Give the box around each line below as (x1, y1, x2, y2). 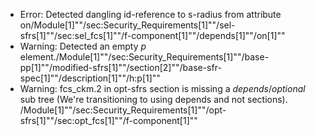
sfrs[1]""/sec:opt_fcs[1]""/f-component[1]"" (19, 115, 198, 126)
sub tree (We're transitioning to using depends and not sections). (19, 94, 288, 105)
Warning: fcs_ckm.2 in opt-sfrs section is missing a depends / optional (19, 83, 306, 94)
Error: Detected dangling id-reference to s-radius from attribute (19, 9, 282, 20)
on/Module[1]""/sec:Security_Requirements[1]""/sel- (19, 19, 236, 31)
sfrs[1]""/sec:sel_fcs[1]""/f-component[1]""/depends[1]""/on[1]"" (19, 30, 286, 41)
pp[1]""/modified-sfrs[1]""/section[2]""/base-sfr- (19, 62, 222, 73)
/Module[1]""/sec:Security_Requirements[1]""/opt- (19, 104, 227, 116)
